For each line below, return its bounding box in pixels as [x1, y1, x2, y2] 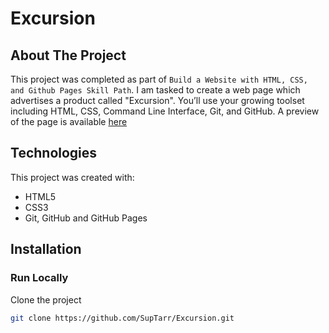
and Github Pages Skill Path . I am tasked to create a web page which [10, 84, 301, 96]
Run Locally [10, 271, 69, 285]
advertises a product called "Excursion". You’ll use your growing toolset [10, 95, 305, 106]
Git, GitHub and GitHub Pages [24, 212, 148, 224]
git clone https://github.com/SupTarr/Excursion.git [10, 313, 235, 323]
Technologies [10, 145, 98, 162]
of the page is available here [10, 116, 128, 127]
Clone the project [10, 293, 82, 306]
